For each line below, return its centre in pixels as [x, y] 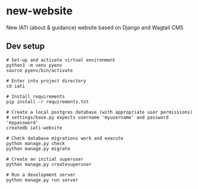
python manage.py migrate [38, 148]
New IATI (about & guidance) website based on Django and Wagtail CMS [95, 27]
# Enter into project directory [46, 81]
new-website [40, 11]
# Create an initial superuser [45, 159]
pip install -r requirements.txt [48, 102]
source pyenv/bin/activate [40, 70]
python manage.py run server [42, 180]
